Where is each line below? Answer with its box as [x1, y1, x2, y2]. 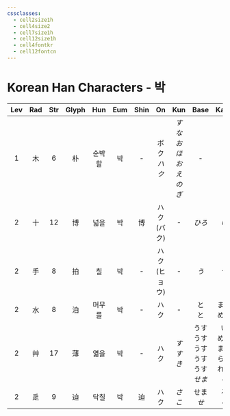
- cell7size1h [13, 29, 53, 36]
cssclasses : [7, 10, 41, 17]
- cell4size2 [13, 23, 51, 29]
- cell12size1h [13, 36, 57, 42]
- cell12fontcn [13, 49, 57, 55]
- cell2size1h [13, 16, 53, 23]
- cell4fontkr [13, 42, 53, 49]
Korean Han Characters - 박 [7, 80, 166, 96]
